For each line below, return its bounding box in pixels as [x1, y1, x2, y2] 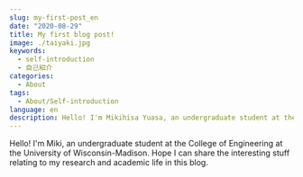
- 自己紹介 [17, 64, 53, 73]
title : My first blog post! [9, 30, 115, 39]
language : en [9, 105, 59, 114]
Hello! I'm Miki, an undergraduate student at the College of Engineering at [9, 138, 283, 149]
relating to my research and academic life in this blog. [9, 157, 209, 168]
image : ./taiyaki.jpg [9, 38, 91, 48]
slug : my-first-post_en [9, 13, 99, 22]
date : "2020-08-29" [9, 22, 83, 31]
